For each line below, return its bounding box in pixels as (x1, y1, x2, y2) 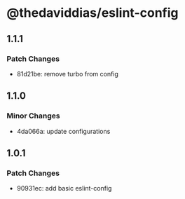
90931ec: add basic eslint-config (16, 184, 112, 193)
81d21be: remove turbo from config (16, 69, 118, 78)
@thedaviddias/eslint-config (6, 5, 179, 21)
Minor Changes (6, 111, 60, 121)
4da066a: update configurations (16, 127, 111, 135)
